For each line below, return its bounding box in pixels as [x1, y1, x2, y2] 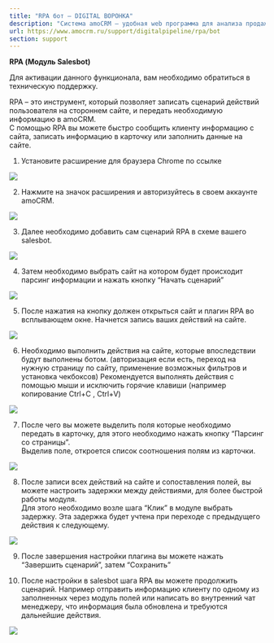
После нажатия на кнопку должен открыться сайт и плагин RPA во [20, 306, 254, 316]
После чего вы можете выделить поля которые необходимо [20, 420, 231, 430]
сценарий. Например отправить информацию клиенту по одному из [20, 584, 259, 594]
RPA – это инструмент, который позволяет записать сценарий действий [9, 97, 259, 107]
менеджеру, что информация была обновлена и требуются [20, 601, 228, 611]
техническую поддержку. [9, 81, 98, 91]
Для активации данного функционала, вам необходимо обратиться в [9, 72, 250, 82]
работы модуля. [20, 494, 77, 505]
